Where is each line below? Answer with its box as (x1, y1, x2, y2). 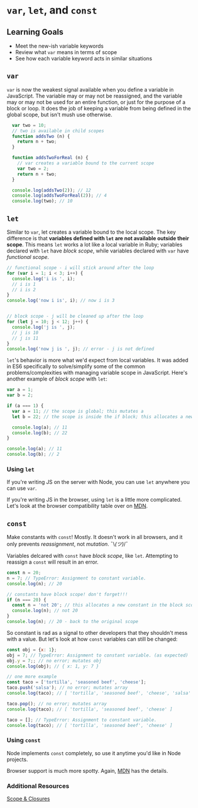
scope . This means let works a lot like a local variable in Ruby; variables (6, 241, 183, 248)
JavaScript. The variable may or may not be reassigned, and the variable (6, 92, 183, 99)
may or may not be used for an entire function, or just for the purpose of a (6, 98, 186, 106)
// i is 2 (12, 287, 36, 292)
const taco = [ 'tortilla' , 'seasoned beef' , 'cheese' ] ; (6, 679, 146, 685)
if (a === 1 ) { (6, 403, 44, 409)
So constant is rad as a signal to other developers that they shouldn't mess (6, 629, 187, 636)
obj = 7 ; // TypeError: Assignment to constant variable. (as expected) (6, 652, 189, 658)
